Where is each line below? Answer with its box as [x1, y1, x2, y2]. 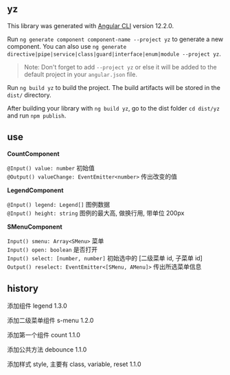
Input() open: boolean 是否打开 [7, 245, 98, 253]
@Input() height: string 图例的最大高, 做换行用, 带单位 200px [7, 209, 185, 217]
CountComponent [7, 149, 60, 158]
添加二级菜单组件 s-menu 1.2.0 [7, 317, 94, 325]
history [7, 283, 39, 295]
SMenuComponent [7, 223, 63, 231]
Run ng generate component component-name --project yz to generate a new [7, 35, 224, 43]
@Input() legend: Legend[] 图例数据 [7, 200, 110, 208]
